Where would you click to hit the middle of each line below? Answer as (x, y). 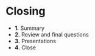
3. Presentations (35, 41)
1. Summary (30, 28)
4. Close (25, 47)
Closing (26, 11)
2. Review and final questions (51, 34)
